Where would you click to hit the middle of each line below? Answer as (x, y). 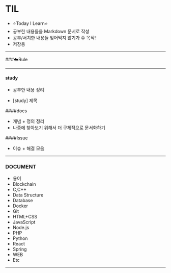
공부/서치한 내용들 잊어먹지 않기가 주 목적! (54, 38)
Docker (20, 206)
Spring (20, 249)
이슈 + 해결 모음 (28, 148)
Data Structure (28, 195)
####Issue (17, 138)
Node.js (21, 228)
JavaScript (24, 222)
